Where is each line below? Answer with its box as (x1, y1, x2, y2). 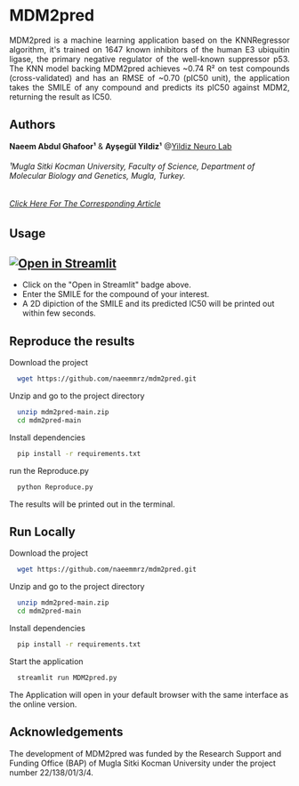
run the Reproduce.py (9, 465, 89, 476)
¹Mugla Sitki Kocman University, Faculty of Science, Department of (9, 161, 255, 172)
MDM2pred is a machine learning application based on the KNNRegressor (9, 35, 290, 45)
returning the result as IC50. (9, 91, 112, 102)
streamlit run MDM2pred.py (17, 673, 117, 682)
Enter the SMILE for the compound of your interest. (21, 289, 210, 300)
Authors (9, 117, 56, 132)
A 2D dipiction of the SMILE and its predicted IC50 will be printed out (21, 299, 275, 309)
